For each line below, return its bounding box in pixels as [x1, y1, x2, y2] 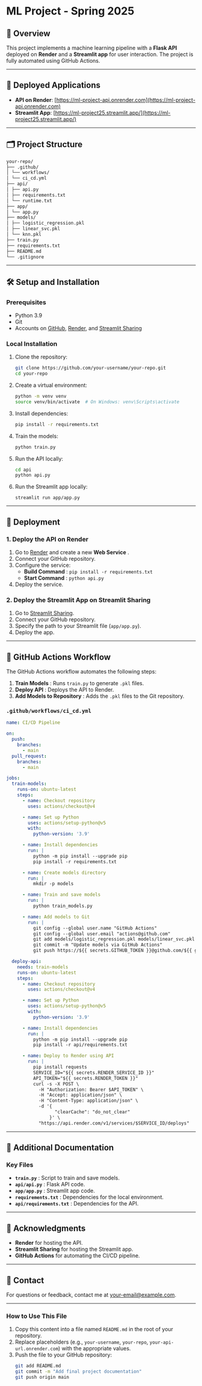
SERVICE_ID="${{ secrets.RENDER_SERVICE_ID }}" [32, 1070, 155, 1076]
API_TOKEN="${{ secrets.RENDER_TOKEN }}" [32, 1075, 138, 1081]
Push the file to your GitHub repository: [14, 1351, 112, 1359]
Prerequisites [6, 298, 46, 306]
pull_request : [11, 753, 47, 759]
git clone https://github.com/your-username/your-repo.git [14, 365, 167, 371]
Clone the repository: [14, 353, 68, 360]
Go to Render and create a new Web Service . [14, 549, 129, 556]
